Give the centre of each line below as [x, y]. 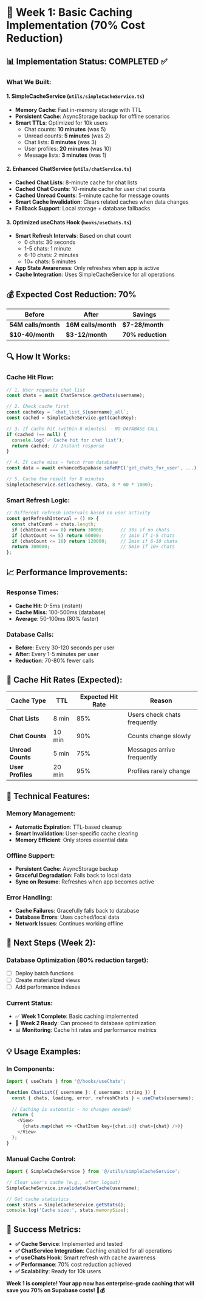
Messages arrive [151, 749]
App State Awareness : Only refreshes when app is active [87, 268]
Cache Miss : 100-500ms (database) [60, 612]
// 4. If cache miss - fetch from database [62, 462]
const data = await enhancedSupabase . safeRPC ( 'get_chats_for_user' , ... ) [102, 468]
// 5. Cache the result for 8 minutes [55, 479]
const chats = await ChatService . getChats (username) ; [76, 396]
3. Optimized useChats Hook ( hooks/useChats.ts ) [69, 222]
